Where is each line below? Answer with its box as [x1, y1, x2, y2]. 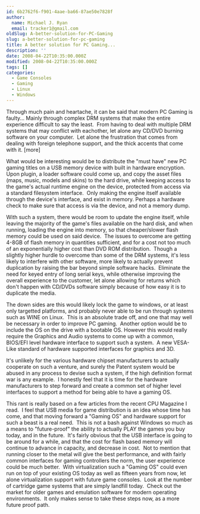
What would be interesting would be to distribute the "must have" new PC [6, 157, 187, 164]
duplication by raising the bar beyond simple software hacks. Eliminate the [6, 264, 190, 271]
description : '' [6, 48, 46, 54]
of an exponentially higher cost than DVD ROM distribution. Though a [6, 245, 177, 252]
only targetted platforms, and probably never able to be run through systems [6, 307, 194, 314]
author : [6, 14, 26, 20]
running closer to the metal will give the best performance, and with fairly [6, 450, 186, 457]
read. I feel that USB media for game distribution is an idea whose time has [6, 406, 191, 413]
